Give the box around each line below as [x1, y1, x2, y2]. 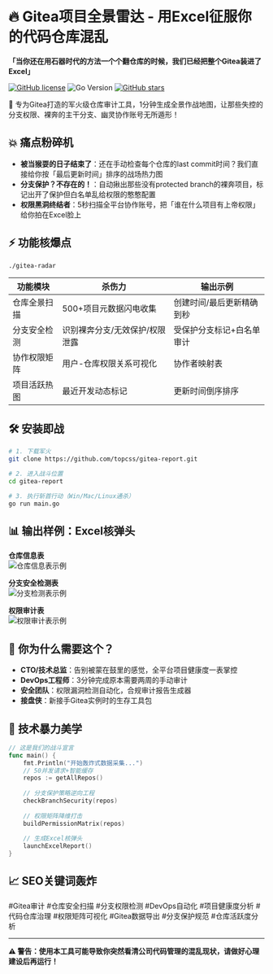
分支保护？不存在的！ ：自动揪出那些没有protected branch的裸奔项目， [19, 179, 257, 189]
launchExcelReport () [23, 842, 93, 850]
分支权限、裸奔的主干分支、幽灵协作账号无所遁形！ [8, 109, 180, 119]
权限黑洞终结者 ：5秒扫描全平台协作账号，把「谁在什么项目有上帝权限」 [19, 199, 260, 209]
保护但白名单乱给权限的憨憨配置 [48, 189, 156, 199]
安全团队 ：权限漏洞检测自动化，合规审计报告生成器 [19, 685, 192, 696]
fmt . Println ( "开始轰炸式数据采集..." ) [23, 758, 144, 767]
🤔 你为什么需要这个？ [8, 642, 115, 656]
